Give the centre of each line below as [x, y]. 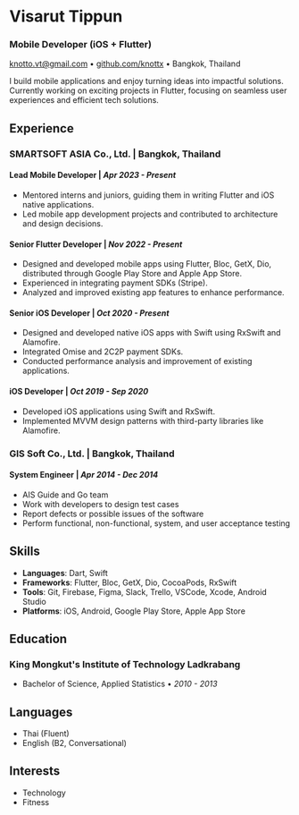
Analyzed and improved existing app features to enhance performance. [153, 293]
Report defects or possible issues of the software [113, 514]
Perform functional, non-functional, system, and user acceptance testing [156, 523]
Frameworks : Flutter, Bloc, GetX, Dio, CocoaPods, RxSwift [129, 582]
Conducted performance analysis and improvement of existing [137, 361]
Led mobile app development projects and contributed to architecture [150, 214]
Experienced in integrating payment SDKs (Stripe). [115, 283]
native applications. [58, 204]
